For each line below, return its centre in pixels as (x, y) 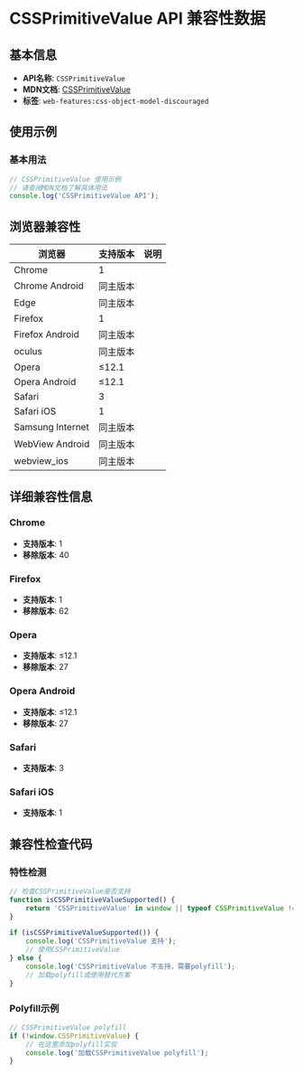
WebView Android (52, 444)
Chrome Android (49, 286)
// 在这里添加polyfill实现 (71, 1044)
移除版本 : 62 (46, 611)
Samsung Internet (52, 428)
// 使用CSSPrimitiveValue (73, 950)
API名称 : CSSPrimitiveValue (73, 78)
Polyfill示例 (34, 1008)
